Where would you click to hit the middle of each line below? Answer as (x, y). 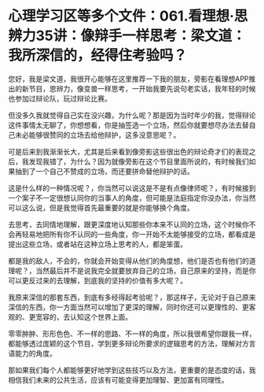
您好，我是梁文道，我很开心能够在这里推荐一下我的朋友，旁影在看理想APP (128, 79)
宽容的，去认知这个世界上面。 (83, 316)
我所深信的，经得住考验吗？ (98, 55)
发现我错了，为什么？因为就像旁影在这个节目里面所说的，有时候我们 (139, 161)
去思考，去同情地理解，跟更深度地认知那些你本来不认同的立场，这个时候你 (128, 224)
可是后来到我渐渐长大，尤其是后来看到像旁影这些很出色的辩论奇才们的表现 (128, 151)
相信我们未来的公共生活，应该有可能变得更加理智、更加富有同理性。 (118, 379)
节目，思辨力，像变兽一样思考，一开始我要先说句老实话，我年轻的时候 (142, 88)
